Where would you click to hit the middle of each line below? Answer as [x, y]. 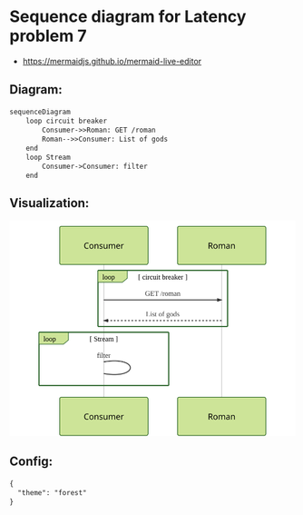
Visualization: [49, 203]
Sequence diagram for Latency [128, 17]
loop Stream [48, 157]
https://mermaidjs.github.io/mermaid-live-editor [112, 61]
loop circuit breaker [66, 121]
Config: [31, 462]
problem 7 [48, 36]
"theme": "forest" [53, 492]
